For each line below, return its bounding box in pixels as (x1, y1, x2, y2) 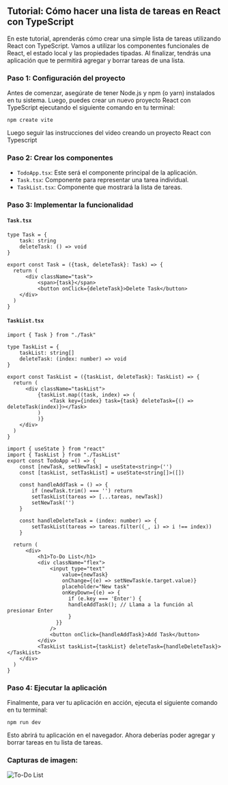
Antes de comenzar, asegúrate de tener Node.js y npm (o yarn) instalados (7, 89, 215, 97)
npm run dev (7, 719, 41, 726)
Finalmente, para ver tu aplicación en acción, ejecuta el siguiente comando (7, 699, 218, 707)
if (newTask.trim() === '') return (31, 487, 133, 494)
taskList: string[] (19, 349, 75, 356)
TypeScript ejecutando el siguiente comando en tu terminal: (7, 103, 175, 112)
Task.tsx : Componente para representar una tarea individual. (16, 176, 189, 184)
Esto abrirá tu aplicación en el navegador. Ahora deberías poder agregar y (7, 731, 216, 739)
